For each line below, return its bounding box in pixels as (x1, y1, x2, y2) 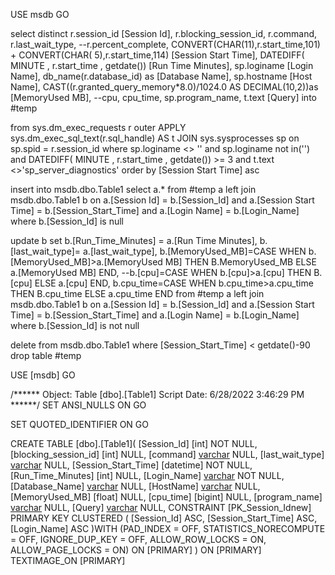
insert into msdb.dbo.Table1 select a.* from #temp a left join (10, 184, 257, 195)
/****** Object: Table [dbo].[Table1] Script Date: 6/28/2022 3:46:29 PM (10, 389, 305, 400)
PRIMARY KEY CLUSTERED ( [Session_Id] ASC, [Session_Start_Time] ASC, (10, 512, 318, 524)
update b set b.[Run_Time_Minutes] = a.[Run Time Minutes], (10, 235, 258, 246)
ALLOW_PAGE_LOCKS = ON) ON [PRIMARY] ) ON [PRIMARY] (10, 544, 262, 556)
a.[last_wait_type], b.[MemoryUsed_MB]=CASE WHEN (82, 245, 307, 257)
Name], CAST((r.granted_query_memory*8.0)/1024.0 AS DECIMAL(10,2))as (10, 81, 319, 93)
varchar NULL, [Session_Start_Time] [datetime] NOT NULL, (10, 459, 253, 471)
